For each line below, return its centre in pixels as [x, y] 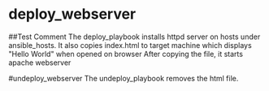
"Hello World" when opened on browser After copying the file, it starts [126, 54]
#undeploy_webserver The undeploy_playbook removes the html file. [124, 78]
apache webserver [40, 63]
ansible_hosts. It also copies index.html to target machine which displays [130, 45]
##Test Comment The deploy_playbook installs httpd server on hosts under [134, 37]
